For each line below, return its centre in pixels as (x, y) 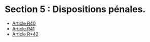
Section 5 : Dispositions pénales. (75, 9)
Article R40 (24, 23)
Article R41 (23, 28)
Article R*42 (25, 34)
